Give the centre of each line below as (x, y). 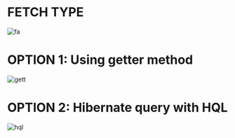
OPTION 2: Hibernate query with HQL (117, 108)
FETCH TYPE (46, 12)
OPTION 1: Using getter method (100, 60)
